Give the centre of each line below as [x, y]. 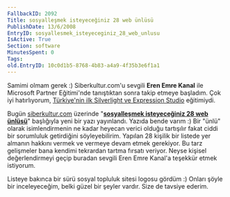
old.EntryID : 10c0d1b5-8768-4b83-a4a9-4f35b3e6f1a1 [83, 65]
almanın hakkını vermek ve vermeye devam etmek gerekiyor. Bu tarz [105, 143]
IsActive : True [29, 40]
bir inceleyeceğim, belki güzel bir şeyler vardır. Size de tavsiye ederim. [108, 186]
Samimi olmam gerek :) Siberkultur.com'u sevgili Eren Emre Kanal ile [105, 85]
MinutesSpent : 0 [31, 53]
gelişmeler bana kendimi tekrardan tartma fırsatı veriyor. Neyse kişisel [107, 150]
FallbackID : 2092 [32, 14]
